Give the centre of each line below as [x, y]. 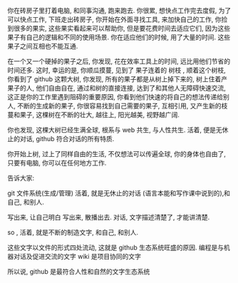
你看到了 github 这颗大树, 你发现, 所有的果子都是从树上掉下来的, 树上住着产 [118, 79]
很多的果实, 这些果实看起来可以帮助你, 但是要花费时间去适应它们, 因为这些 [121, 28]
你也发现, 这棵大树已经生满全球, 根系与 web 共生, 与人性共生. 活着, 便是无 [115, 130]
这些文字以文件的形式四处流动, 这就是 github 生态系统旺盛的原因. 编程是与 [116, 247]
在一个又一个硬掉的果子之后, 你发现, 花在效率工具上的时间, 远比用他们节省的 [119, 61]
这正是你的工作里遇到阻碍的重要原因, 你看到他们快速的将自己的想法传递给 [115, 97]
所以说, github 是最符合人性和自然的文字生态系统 [79, 272]
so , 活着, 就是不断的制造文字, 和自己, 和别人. [73, 232]
